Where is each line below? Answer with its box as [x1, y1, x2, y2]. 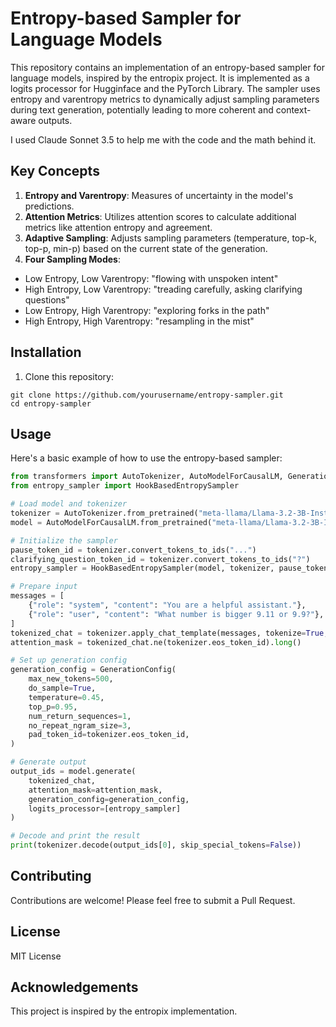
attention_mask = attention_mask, [28, 785, 163, 795]
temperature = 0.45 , [28, 692, 105, 702]
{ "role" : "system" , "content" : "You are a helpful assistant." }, [28, 600, 307, 610]
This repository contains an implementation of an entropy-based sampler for [10, 61, 325, 73]
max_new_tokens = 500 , [28, 674, 114, 684]
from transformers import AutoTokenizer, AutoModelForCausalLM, [10, 472, 284, 482]
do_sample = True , [28, 683, 97, 693]
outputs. [38, 114, 73, 126]
